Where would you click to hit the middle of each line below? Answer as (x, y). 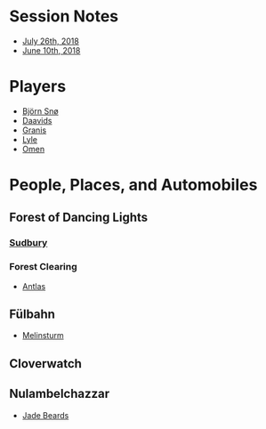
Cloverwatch (46, 364)
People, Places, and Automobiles (133, 185)
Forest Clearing (43, 267)
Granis (34, 130)
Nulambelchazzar (59, 394)
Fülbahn (32, 315)
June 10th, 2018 (51, 50)
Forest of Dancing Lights (79, 218)
